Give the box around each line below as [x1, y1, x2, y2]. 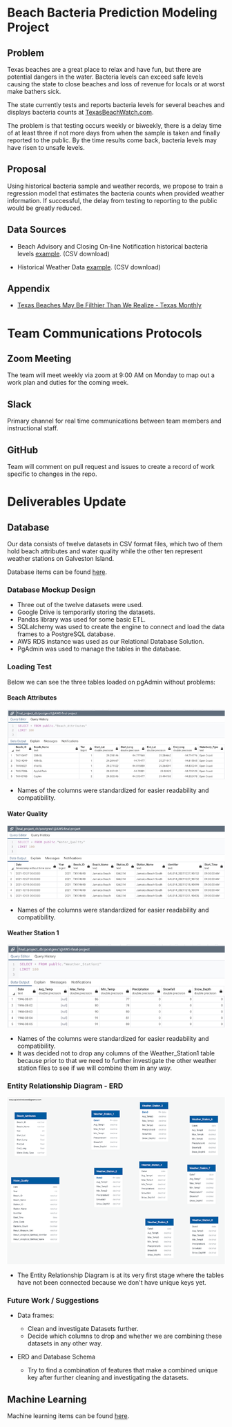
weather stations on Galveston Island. [7, 555, 115, 563]
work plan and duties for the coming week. [7, 379, 129, 387]
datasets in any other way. [27, 1339, 103, 1348]
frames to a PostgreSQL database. [17, 630, 115, 638]
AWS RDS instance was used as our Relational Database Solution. [17, 638, 204, 646]
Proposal [7, 164, 47, 175]
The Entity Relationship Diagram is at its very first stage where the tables [17, 1271, 224, 1279]
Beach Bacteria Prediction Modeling [7, 5, 217, 21]
